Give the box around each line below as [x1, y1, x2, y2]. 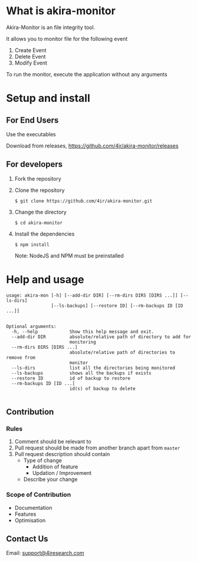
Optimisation [14, 516, 46, 524]
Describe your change [23, 476, 78, 483]
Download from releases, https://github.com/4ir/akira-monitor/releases [6, 142, 179, 149]
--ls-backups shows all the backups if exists [11, 370, 152, 376]
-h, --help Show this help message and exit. [11, 329, 155, 335]
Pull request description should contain [14, 451, 110, 458]
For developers [6, 159, 63, 169]
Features [14, 510, 37, 518]
